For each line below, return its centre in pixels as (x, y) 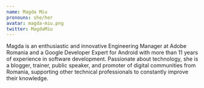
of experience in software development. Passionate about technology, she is (102, 59)
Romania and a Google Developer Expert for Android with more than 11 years (102, 53)
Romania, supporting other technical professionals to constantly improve (97, 72)
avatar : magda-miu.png (35, 23)
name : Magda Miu (27, 12)
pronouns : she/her (30, 18)
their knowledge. (27, 78)
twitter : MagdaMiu (30, 29)
